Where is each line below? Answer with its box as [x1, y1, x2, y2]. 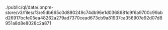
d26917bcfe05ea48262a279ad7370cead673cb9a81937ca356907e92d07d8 [5, 15, 162, 20]
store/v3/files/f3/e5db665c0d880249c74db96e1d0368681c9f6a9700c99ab [5, 9, 163, 15]
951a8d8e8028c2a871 [5, 20, 51, 26]
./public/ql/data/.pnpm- [5, 4, 54, 10]
